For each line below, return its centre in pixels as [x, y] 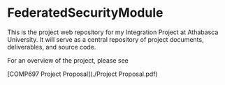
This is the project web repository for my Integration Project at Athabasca [113, 32]
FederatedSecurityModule [85, 13]
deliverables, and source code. [52, 47]
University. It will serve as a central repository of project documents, [106, 39]
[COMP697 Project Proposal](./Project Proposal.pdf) [83, 74]
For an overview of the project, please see [68, 60]
